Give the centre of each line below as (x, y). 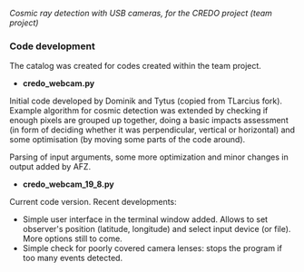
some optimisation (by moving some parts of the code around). (127, 140)
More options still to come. (72, 238)
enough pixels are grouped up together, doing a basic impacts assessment (149, 121)
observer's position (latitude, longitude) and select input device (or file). (157, 229)
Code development (52, 46)
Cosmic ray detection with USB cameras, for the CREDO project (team (141, 13)
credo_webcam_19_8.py (69, 184)
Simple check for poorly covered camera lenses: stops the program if (152, 248)
